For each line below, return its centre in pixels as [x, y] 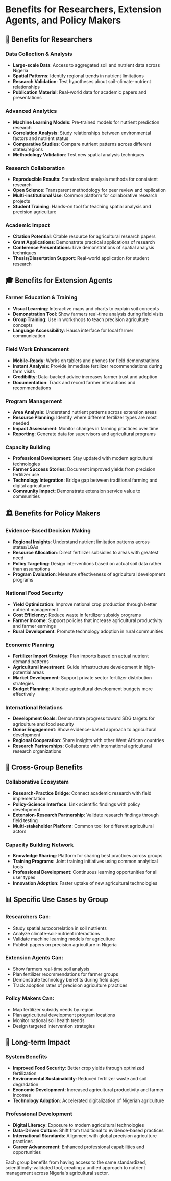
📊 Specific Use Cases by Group [57, 900]
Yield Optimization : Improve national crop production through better [85, 604]
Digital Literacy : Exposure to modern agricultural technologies [78, 1125]
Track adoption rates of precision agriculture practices [70, 985]
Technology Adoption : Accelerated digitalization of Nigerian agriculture [88, 1100]
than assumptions [31, 569]
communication [29, 336]
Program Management [34, 401]
